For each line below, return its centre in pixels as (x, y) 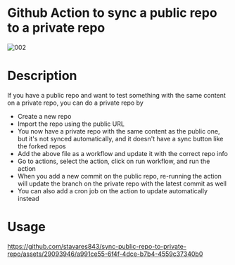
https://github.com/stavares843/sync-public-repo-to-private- (97, 246)
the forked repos (42, 146)
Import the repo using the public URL (71, 124)
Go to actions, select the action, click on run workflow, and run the (114, 161)
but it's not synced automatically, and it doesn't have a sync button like (120, 138)
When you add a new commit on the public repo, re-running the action (119, 176)
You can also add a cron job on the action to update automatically (113, 190)
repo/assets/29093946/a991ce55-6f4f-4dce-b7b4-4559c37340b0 (105, 254)
